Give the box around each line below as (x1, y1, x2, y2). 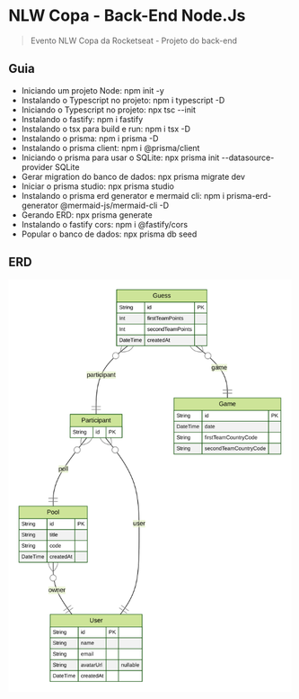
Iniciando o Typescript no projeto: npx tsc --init (21, 104, 197, 115)
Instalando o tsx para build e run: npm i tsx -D (21, 123, 190, 134)
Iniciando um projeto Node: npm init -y (21, 85, 165, 95)
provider (21, 161, 53, 172)
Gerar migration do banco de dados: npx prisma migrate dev (21, 171, 246, 182)
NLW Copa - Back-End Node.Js (8, 5, 246, 26)
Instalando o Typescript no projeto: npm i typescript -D (21, 94, 225, 105)
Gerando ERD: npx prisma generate (21, 209, 154, 220)
